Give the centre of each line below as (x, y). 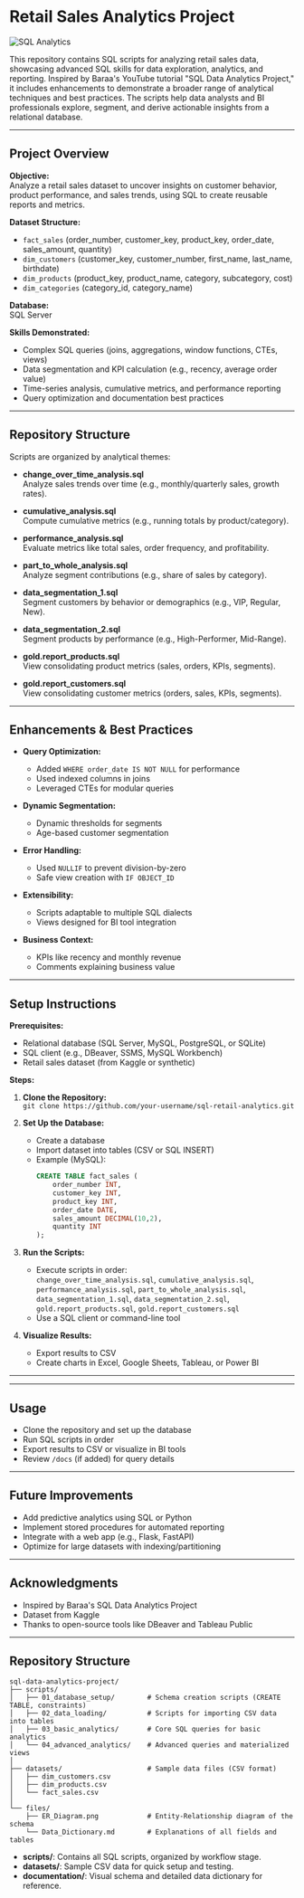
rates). (35, 493)
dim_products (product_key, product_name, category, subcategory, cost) (157, 278)
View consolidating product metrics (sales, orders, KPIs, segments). (149, 666)
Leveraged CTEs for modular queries (105, 788)
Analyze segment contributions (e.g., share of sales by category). (144, 574)
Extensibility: (48, 895)
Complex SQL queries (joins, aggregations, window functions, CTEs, (150, 349)
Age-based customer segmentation (102, 833)
